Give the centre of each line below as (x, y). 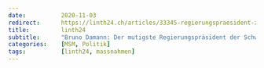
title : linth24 (47, 30)
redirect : (24, 23)
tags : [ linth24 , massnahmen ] (71, 52)
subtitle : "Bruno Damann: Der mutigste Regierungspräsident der (125, 37)
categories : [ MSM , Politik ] (59, 45)
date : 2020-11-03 (52, 15)
